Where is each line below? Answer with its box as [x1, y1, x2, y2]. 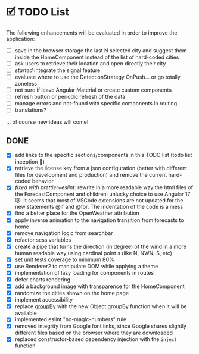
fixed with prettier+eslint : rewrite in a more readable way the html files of [14, 184, 194, 191]
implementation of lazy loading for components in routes [14, 269, 154, 276]
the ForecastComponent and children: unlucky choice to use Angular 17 [14, 190, 191, 198]
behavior [32, 177, 54, 185]
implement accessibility [14, 296, 73, 303]
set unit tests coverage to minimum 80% [14, 256, 114, 263]
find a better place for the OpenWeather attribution [14, 209, 140, 217]
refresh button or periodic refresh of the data [14, 93, 126, 101]
